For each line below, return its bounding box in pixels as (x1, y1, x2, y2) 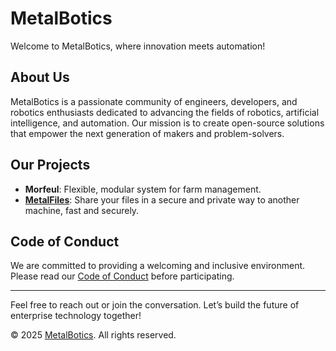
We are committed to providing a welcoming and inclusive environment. (10, 260, 306, 272)
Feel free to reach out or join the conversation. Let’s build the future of (10, 299, 300, 311)
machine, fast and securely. (24, 204, 140, 216)
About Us (10, 69, 70, 86)
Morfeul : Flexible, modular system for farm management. (24, 183, 262, 195)
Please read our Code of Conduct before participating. (10, 270, 235, 282)
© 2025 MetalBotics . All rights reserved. (10, 329, 177, 341)
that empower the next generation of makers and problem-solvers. (10, 127, 285, 139)
